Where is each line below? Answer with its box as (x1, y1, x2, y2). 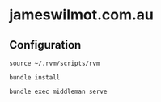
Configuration (9, 38, 82, 52)
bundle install (9, 74, 61, 82)
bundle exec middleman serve (9, 87, 108, 96)
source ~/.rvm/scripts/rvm (9, 59, 100, 67)
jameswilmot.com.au (9, 6, 155, 24)
